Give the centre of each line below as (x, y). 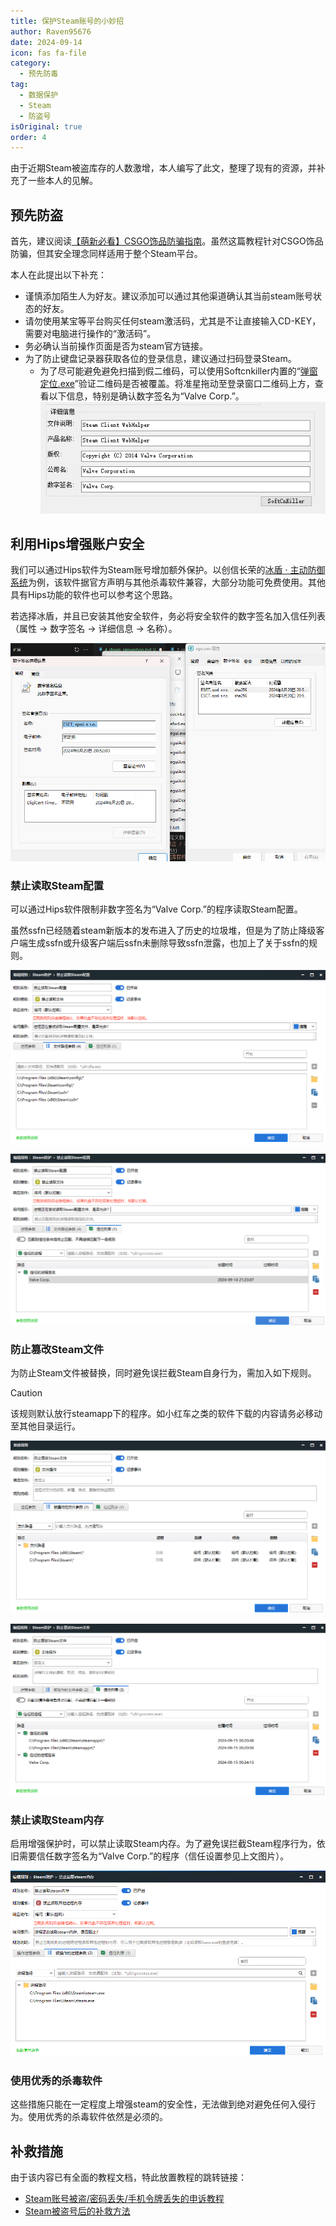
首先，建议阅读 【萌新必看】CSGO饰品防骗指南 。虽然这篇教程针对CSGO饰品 (167, 241)
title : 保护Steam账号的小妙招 (67, 21)
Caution (26, 1393)
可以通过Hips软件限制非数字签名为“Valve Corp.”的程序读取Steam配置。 (156, 909)
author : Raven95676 (51, 31)
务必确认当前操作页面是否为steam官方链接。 (116, 346)
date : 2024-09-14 (46, 42)
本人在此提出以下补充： (58, 275)
